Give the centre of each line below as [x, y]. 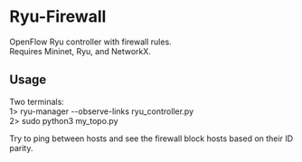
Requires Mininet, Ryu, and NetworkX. [80, 51]
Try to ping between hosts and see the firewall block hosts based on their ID [151, 138]
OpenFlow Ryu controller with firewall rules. [90, 42]
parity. [21, 148]
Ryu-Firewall [58, 17]
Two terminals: [37, 101]
